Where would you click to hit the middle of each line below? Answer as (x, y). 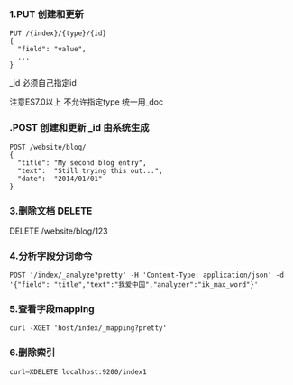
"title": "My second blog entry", (82, 163)
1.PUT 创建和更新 (46, 14)
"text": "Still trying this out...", (91, 170)
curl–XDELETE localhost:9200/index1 (78, 371)
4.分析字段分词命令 (51, 256)
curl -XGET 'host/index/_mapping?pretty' (88, 328)
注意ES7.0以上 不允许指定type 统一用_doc (87, 102)
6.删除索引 (32, 353)
